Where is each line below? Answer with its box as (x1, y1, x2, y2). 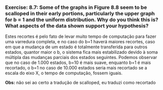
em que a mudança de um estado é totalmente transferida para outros (5, 44, 148, 50)
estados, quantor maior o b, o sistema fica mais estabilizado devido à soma (5, 49, 158, 55)
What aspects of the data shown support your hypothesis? (5, 22, 149, 29)
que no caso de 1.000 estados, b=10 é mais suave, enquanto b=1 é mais (5, 60, 151, 65)
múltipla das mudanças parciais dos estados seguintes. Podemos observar (5, 55, 158, 60)
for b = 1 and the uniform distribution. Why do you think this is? (5, 16, 159, 23)
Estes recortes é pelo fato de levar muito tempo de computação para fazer (5, 33, 157, 39)
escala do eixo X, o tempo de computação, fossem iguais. (5, 70, 123, 76)
